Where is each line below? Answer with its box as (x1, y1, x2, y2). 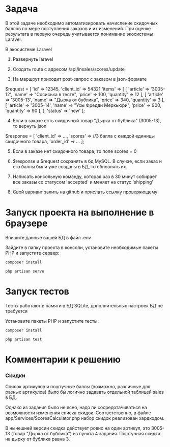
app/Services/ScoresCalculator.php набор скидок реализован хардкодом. (5, 415, 164, 421)
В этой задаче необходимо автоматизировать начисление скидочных (5, 20, 158, 26)
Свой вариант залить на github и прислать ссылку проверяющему (12, 189, 158, 195)
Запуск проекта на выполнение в (5, 207, 154, 218)
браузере (5, 218, 48, 229)
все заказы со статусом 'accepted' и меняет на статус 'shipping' (12, 178, 154, 185)
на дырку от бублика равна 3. (5, 436, 70, 442)
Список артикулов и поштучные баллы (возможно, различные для (5, 384, 151, 390)
